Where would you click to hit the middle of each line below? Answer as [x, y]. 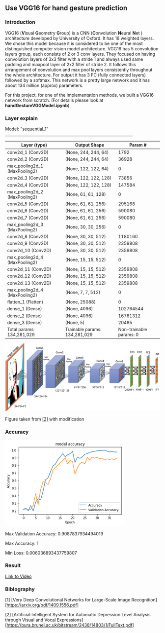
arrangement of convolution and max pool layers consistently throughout [79, 70]
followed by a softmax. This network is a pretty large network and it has [78, 80]
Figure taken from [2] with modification [45, 419]
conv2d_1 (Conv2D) [28, 152]
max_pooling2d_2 [25, 191]
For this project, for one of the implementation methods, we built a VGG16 [79, 95]
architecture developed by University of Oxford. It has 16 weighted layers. [80, 38]
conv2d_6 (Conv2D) [28, 211]
